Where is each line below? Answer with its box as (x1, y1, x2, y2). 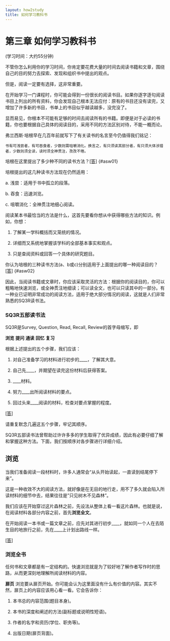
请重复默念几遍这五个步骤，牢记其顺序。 (5, 421, 90, 427)
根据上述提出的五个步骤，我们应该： (5, 346, 81, 352)
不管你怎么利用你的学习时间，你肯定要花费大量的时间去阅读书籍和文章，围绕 (5, 64, 165, 70)
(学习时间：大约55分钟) (5, 53, 54, 59)
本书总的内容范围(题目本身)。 (12, 597, 74, 604)
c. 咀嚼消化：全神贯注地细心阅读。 (5, 201, 77, 208)
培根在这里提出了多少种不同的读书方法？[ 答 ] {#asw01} (5, 158, 118, 165)
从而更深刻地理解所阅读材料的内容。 (14, 570, 90, 576)
